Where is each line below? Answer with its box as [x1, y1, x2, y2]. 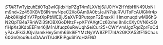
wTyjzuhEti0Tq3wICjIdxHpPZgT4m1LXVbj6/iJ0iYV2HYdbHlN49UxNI [18, 4, 155, 10]
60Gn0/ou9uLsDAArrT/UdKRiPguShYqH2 [5, 34, 88, 40]
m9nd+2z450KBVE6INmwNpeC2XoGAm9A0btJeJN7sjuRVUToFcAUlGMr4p [5, 9, 157, 15]
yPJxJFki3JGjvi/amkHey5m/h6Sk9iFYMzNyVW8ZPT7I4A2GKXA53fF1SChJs [5, 30, 158, 35]
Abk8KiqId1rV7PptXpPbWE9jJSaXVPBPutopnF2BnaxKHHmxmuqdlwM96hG [5, 14, 157, 20]
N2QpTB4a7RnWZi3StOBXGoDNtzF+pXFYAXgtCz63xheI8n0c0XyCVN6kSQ [5, 19, 157, 25]
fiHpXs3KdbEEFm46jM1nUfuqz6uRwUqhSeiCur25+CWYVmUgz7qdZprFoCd [5, 24, 159, 30]
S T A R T [5, 4, 19, 10]
